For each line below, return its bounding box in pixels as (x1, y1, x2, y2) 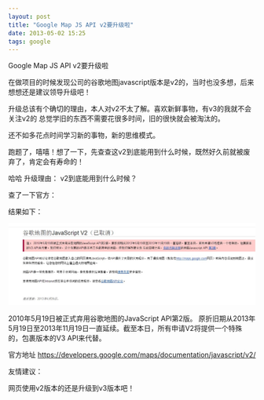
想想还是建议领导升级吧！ (8, 87, 91, 97)
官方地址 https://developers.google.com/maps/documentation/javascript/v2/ (8, 350, 256, 360)
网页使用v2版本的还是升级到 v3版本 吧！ (8, 384, 135, 393)
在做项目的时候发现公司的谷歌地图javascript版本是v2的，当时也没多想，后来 (8, 78, 255, 87)
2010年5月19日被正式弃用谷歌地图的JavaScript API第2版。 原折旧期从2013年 (8, 314, 256, 323)
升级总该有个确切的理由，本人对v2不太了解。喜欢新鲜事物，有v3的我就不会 (8, 104, 251, 114)
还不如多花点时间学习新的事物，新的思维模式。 (8, 130, 159, 140)
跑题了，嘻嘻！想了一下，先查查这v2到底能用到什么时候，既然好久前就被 (8, 147, 244, 157)
